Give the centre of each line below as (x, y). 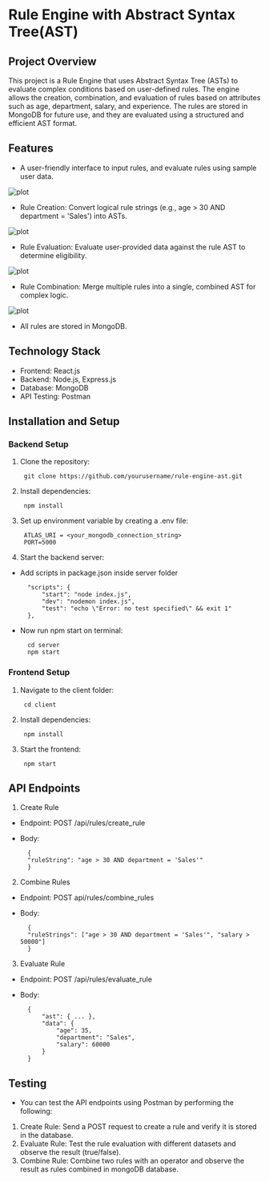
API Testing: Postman (55, 396)
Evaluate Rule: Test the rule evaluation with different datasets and (128, 1144)
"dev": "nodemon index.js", (88, 602)
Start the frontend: (50, 749)
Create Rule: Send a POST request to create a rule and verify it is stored (139, 1127)
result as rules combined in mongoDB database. (99, 1169)
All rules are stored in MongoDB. (73, 326)
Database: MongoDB (54, 387)
